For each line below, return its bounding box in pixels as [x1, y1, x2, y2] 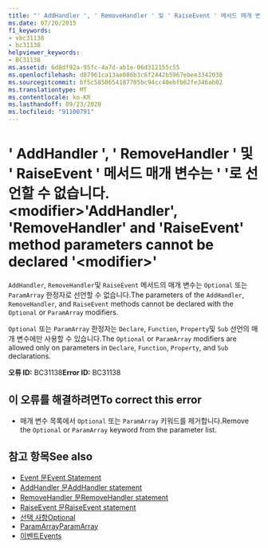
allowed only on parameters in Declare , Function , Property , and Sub [8, 342, 229, 352]
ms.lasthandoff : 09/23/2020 [8, 100, 102, 108]
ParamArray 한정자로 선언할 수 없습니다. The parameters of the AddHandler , [8, 290, 245, 299]
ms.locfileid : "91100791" [8, 108, 94, 116]
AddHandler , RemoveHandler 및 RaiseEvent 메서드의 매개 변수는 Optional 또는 [8, 280, 248, 289]
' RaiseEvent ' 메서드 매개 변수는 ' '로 [8, 165, 242, 183]
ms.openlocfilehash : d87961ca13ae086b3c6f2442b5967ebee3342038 [8, 71, 223, 79]
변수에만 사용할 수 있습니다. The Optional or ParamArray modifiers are [16, 334, 238, 343]
